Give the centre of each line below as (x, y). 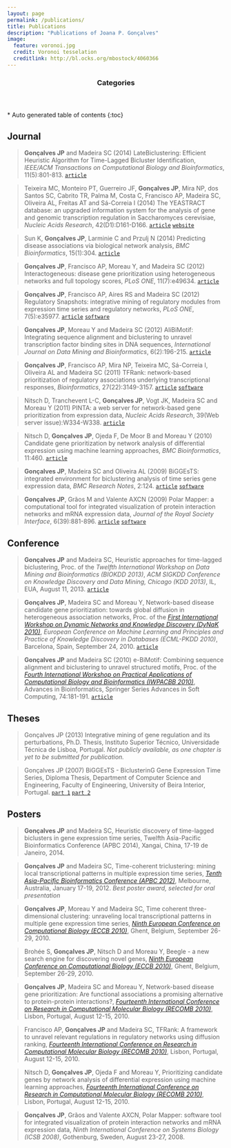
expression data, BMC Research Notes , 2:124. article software (114, 486)
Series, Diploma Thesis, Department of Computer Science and (112, 778)
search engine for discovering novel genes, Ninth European (109, 959)
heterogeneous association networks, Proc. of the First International (121, 617)
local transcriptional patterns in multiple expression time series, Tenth (123, 873)
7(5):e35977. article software (67, 317)
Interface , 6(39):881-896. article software (85, 521)
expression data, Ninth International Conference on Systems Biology (121, 1129)
